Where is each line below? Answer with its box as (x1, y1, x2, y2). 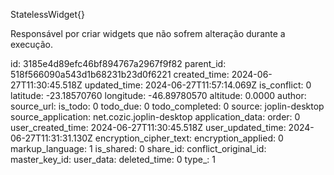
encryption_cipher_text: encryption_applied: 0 (94, 132, 284, 144)
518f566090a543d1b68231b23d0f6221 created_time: (10, 69, 230, 80)
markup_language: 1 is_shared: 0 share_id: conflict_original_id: (10, 143, 267, 154)
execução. (10, 39, 54, 50)
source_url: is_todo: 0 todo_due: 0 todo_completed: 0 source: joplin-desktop (10, 100, 325, 112)
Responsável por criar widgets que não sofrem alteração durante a (10, 28, 286, 39)
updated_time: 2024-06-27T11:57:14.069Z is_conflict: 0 (84, 79, 312, 91)
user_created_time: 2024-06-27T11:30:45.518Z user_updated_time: (10, 122, 287, 133)
